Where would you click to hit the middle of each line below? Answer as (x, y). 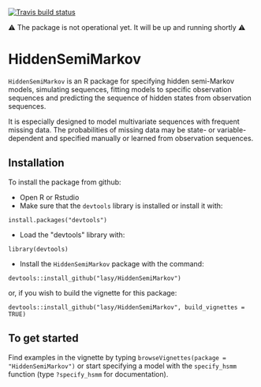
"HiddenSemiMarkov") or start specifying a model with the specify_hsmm (123, 366)
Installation (36, 163)
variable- (231, 129)
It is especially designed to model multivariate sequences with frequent (124, 121)
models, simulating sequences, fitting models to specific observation (120, 89)
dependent (26, 138)
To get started (43, 339)
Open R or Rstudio (49, 197)
